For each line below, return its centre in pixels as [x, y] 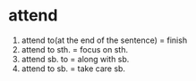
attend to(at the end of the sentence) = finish [104, 40]
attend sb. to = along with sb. [75, 59]
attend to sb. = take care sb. [73, 69]
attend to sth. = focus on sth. [75, 49]
